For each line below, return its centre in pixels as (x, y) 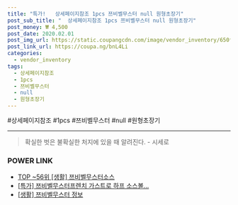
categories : (25, 54)
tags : (15, 66)
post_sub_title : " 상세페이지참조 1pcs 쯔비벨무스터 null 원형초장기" (102, 20)
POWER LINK (30, 160)
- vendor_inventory (42, 60)
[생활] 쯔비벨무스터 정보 (50, 194)
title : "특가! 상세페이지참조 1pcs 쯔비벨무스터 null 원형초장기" (96, 14)
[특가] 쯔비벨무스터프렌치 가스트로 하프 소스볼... (83, 186)
